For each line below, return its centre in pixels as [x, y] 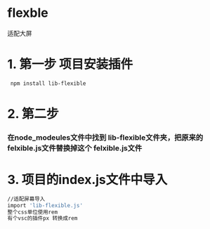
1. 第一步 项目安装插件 [70, 64]
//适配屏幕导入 [26, 199]
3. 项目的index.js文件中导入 [87, 180]
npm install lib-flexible [48, 83]
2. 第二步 [33, 113]
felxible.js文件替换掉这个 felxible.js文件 [75, 148]
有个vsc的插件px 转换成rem [42, 218]
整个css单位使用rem [33, 212]
